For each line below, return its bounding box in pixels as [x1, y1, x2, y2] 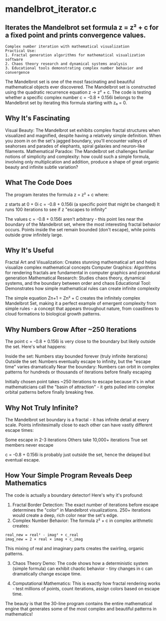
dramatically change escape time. [12, 570, 82, 576]
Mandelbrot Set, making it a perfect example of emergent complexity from [5, 301, 157, 307]
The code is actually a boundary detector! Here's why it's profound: [5, 492, 144, 498]
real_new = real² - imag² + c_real [5, 532, 79, 537]
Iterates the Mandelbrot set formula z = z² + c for [5, 23, 159, 32]
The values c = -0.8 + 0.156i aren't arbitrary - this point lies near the [5, 216, 144, 222]
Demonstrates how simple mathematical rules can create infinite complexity [5, 286, 160, 292]
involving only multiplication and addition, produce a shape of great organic [5, 158, 160, 164]
